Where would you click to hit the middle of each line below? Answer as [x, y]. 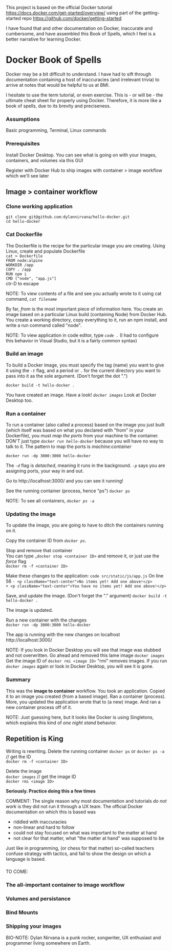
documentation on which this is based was [51, 812]
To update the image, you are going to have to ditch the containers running [85, 525]
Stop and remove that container [39, 551]
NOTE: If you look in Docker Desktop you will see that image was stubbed [83, 650]
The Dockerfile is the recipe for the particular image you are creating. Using [85, 245]
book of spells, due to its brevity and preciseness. [58, 106]
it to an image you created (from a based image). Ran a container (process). [86, 696]
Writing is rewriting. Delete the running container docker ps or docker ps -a [85, 751]
